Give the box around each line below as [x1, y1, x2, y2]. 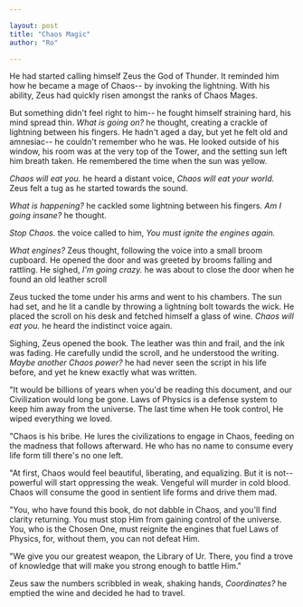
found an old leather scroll [9, 274, 107, 285]
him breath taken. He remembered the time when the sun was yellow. [9, 156, 268, 167]
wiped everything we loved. [9, 413, 113, 424]
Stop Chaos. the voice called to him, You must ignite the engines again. [9, 227, 276, 238]
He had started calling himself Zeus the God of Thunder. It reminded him [9, 71, 279, 82]
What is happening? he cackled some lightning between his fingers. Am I [9, 200, 282, 211]
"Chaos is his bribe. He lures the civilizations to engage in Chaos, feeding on [9, 431, 295, 442]
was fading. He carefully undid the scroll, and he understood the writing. [9, 348, 279, 359]
